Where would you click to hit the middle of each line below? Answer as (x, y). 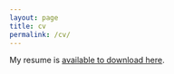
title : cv (28, 26)
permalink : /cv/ (40, 34)
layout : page (34, 18)
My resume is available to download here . (87, 60)
